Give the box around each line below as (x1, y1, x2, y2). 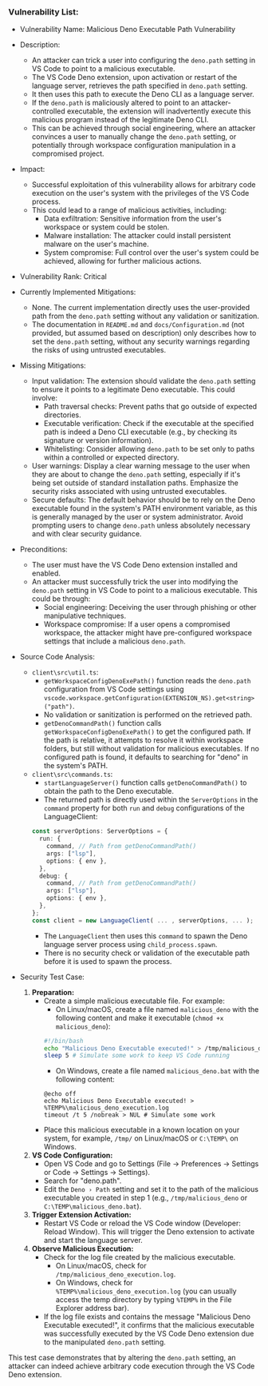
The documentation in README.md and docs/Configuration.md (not (31, 320, 245, 329)
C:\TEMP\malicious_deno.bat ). (43, 1201, 142, 1211)
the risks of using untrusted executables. (31, 345, 166, 355)
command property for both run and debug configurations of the (43, 803, 246, 813)
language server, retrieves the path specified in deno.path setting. (31, 81, 248, 90)
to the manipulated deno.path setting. (43, 1337, 166, 1347)
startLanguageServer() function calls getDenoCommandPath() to (43, 778, 247, 787)
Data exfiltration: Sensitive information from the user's (43, 214, 222, 224)
